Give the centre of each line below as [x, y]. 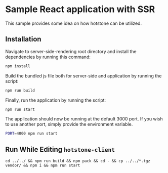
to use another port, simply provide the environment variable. [69, 124]
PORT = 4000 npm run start [31, 134]
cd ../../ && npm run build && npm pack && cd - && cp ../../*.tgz [78, 161]
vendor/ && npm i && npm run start [43, 165]
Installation [23, 39]
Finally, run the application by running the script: [56, 100]
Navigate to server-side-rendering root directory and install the [71, 51]
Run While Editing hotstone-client [60, 149]
